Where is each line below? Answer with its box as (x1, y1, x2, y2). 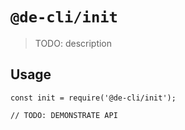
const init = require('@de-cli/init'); (10, 93, 177, 103)
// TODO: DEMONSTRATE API (10, 110, 118, 120)
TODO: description (34, 37, 113, 49)
